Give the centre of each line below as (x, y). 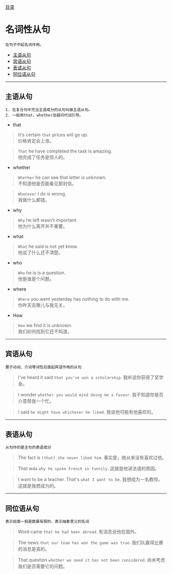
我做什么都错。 (34, 200)
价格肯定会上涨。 (36, 141)
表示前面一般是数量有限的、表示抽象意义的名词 (47, 522)
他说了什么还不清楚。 (40, 252)
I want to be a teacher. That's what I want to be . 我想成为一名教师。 (90, 480)
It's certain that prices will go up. (53, 135)
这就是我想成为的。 (38, 486)
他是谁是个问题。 (36, 279)
